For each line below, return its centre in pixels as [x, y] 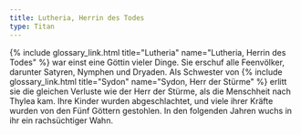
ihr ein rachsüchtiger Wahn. [62, 120]
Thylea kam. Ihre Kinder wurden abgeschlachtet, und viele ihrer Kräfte [141, 100]
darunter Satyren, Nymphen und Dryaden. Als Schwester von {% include [146, 72]
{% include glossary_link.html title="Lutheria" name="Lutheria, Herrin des [148, 52]
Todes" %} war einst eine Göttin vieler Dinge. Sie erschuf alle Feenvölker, [147, 62]
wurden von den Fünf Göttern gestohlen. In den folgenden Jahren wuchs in [151, 110]
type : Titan [32, 26]
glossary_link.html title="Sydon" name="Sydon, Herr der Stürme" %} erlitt [148, 81]
